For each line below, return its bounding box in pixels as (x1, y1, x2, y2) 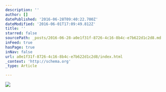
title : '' (5, 26, 26, 31)
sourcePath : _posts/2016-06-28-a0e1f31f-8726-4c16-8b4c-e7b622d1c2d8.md (5, 36, 161, 41)
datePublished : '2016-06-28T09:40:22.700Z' (5, 17, 98, 22)
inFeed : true (5, 40, 33, 45)
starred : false (5, 31, 37, 36)
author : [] (5, 12, 28, 17)
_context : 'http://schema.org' (5, 59, 71, 64)
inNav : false (5, 49, 33, 54)
